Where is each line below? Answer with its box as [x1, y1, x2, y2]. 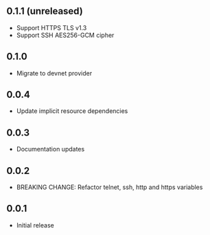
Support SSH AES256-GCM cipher [16, 31, 115, 39]
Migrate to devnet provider [16, 69, 93, 77]
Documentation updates [16, 145, 85, 153]
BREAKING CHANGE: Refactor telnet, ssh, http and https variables [16, 183, 203, 191]
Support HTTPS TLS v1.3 [16, 23, 87, 32]
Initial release [16, 221, 54, 229]
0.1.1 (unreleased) [6, 5, 83, 17]
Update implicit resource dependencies [16, 107, 128, 115]
